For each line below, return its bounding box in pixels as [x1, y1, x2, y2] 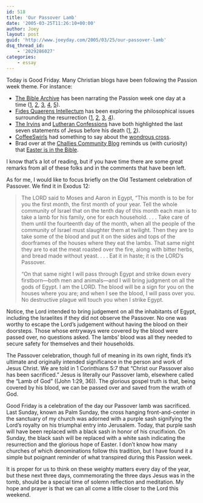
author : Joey [6, 25, 39, 32]
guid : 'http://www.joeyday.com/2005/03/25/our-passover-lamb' [6, 37, 167, 43]
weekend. [6, 491, 31, 498]
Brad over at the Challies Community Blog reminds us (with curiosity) [15, 139, 188, 147]
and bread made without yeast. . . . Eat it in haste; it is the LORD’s [21, 252, 184, 259]
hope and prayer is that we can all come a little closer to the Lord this [6, 484, 179, 491]
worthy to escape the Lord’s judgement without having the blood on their [6, 321, 188, 328]
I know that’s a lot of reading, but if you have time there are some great [6, 158, 183, 165]
